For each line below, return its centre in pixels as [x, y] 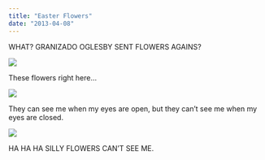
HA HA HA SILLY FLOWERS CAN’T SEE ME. [81, 148]
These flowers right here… [53, 77]
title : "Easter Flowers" [50, 16]
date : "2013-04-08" [41, 24]
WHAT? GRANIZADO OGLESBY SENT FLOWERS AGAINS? [105, 46]
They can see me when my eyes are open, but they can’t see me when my [133, 108]
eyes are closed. [36, 117]
